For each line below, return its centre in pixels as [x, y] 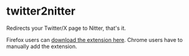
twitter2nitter [41, 11]
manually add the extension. [42, 46]
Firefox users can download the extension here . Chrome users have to [94, 40]
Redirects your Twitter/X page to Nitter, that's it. [66, 28]
